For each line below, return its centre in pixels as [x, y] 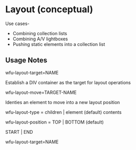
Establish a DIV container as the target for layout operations [68, 82]
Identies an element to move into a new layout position [63, 102]
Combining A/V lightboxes [40, 39]
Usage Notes [26, 60]
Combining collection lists [40, 33]
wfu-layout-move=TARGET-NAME [41, 92]
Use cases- [17, 23]
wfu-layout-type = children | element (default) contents [63, 112]
